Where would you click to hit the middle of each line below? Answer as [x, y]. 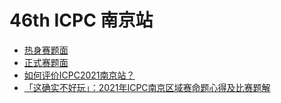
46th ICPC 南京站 [81, 20]
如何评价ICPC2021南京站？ [79, 75]
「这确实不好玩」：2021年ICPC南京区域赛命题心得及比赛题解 [147, 87]
